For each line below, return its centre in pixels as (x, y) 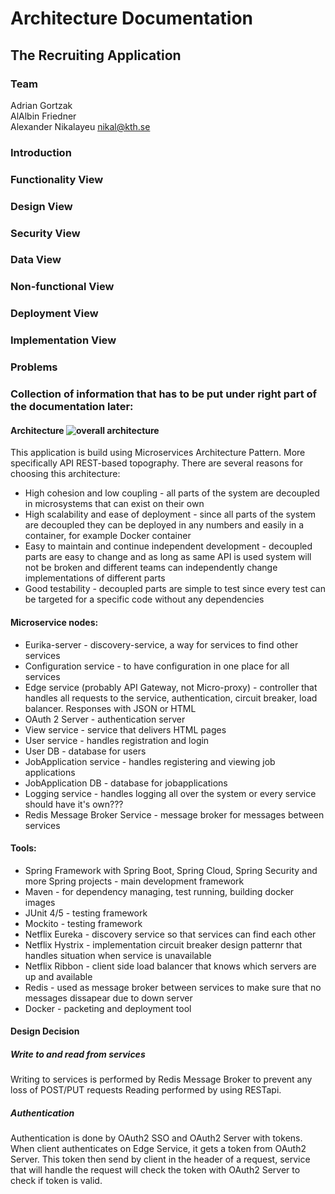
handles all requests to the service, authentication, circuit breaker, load (171, 698)
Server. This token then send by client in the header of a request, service (160, 1159)
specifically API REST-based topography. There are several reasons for (156, 463)
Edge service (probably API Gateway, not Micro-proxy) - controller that (171, 687)
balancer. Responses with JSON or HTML (110, 708)
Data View (36, 260)
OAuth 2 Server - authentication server (105, 719)
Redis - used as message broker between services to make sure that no (173, 987)
